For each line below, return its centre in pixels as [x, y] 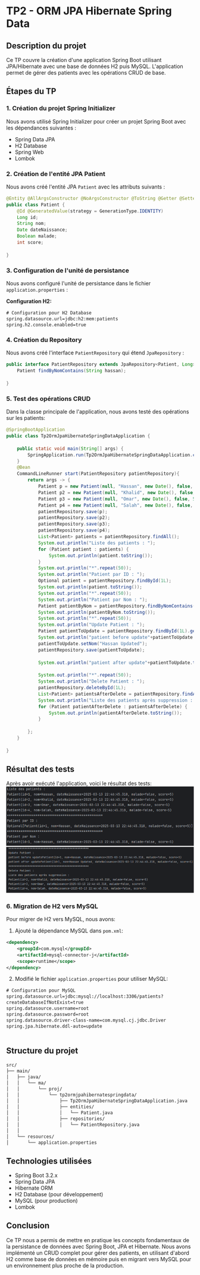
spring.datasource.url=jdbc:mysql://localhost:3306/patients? [85, 997]
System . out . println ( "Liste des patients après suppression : [115, 700]
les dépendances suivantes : [41, 128]
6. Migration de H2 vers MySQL [52, 906]
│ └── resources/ [30, 1137]
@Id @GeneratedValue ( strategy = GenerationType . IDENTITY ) [90, 211]
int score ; [30, 243]
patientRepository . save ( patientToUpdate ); [91, 650]
